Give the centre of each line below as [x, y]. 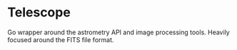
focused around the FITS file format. [61, 39]
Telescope [39, 12]
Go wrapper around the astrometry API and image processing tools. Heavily [118, 32]
